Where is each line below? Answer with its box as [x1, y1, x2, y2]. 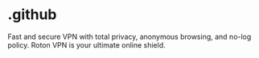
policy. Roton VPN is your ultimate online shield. [7, 40, 166, 49]
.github [7, 6, 57, 24]
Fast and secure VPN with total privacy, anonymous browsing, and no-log [7, 32, 252, 41]
